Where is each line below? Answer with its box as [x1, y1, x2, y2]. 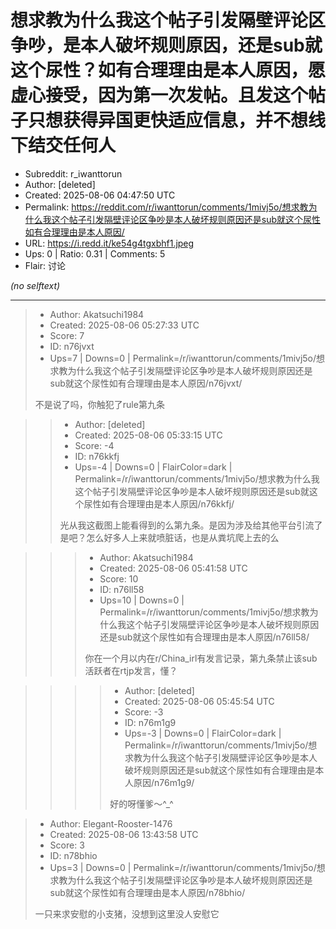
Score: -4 [74, 439, 115, 451]
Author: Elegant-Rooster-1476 [49, 817, 173, 830]
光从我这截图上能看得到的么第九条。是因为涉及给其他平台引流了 [59, 519, 323, 531]
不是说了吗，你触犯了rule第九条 [34, 398, 165, 410]
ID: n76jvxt [49, 340, 95, 352]
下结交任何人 [10, 134, 117, 157]
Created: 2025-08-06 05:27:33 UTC [49, 319, 200, 331]
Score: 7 [49, 329, 85, 341]
